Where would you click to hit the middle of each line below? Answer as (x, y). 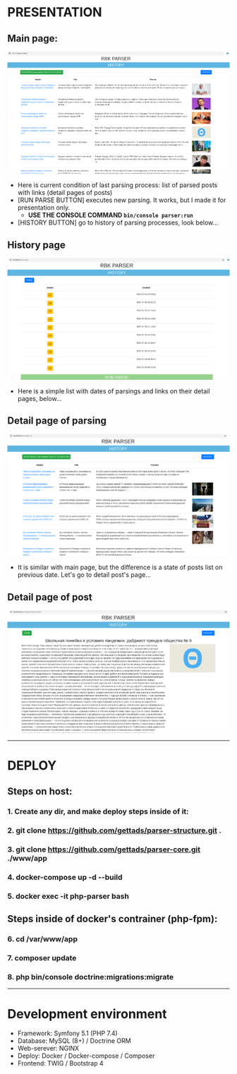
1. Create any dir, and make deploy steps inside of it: (98, 811)
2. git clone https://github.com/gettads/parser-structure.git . (115, 830)
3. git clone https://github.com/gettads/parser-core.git (104, 849)
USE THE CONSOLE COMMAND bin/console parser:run (111, 215)
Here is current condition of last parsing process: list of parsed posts (117, 185)
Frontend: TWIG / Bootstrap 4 (60, 1063)
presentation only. (44, 208)
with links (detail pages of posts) (65, 193)
